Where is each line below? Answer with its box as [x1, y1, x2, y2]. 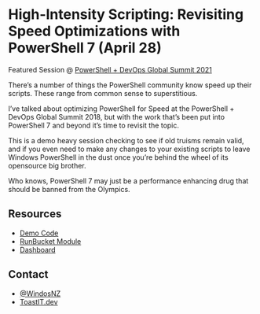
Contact [8, 268, 49, 281]
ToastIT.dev [19, 297, 58, 306]
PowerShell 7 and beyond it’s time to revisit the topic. [8, 120, 179, 130]
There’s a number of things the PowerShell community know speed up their [8, 80, 252, 90]
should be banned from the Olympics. [8, 184, 131, 194]
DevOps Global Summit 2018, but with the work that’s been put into [8, 112, 225, 121]
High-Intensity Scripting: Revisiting [8, 6, 244, 24]
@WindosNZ [19, 289, 61, 298]
